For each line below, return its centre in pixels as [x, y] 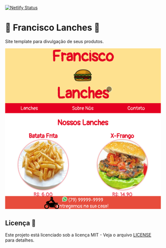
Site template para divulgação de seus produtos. [55, 41]
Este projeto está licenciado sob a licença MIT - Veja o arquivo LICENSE [78, 235]
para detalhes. [20, 240]
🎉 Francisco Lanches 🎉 [53, 28]
